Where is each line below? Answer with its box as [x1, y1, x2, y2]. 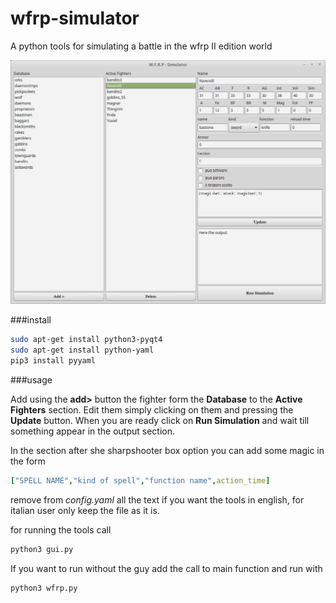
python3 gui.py [10, 544, 74, 554]
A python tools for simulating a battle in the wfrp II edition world [10, 40, 273, 52]
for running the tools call [10, 523, 112, 536]
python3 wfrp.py [10, 583, 78, 593]
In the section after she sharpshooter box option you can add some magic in [10, 444, 325, 456]
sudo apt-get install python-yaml [10, 345, 155, 356]
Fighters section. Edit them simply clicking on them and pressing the [10, 403, 294, 416]
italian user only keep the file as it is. [10, 504, 160, 516]
